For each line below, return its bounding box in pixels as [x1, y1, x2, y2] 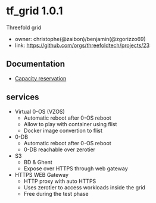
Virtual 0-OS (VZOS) [14, 108, 65, 115]
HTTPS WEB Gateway [14, 171, 69, 178]
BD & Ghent [23, 158, 52, 165]
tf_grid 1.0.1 [6, 4, 64, 18]
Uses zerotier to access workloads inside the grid [23, 183, 146, 191]
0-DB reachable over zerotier [23, 146, 96, 153]
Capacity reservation [14, 74, 67, 82]
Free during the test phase [23, 190, 89, 197]
